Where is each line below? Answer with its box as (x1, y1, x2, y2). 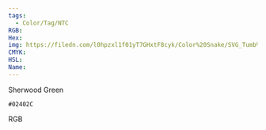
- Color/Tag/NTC (15, 19, 69, 27)
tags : (8, 11, 26, 20)
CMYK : (8, 48, 26, 56)
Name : (8, 63, 26, 71)
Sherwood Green (8, 85, 64, 94)
